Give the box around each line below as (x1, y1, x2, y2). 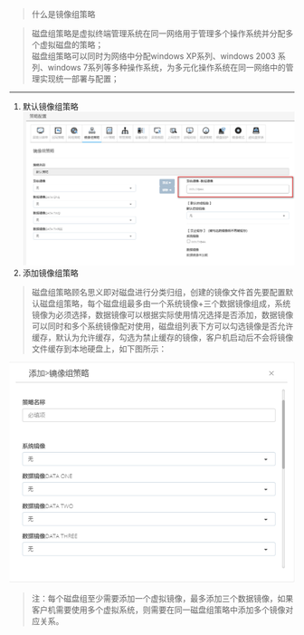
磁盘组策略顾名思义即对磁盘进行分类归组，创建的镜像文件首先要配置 (31, 286, 286, 297)
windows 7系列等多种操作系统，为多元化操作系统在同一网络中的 (47, 63, 287, 72)
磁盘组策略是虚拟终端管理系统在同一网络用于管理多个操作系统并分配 (31, 28, 286, 39)
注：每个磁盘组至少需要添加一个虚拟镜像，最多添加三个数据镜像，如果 (31, 592, 294, 603)
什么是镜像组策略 (31, 9, 96, 19)
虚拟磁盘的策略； (39, 40, 104, 50)
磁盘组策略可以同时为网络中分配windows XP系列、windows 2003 (31, 51, 276, 62)
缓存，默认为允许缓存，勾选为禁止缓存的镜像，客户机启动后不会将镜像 (31, 332, 294, 342)
